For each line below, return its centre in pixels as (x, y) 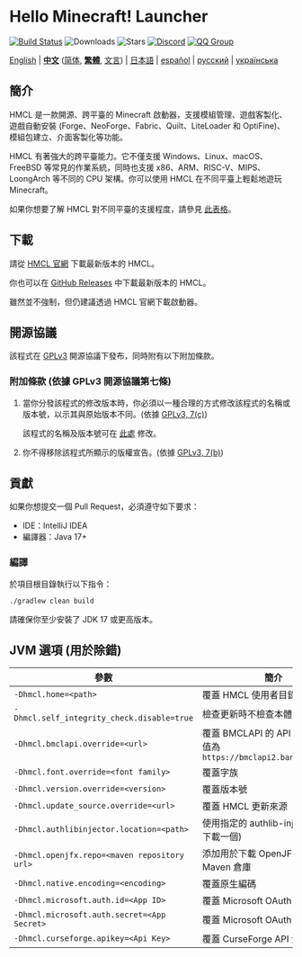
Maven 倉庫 (226, 867)
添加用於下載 (229, 854)
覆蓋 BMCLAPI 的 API (246, 733)
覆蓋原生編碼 (229, 884)
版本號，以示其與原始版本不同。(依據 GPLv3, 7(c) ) (115, 414)
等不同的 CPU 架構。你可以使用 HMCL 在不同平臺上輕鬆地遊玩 (168, 178)
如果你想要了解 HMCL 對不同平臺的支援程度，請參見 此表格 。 (123, 209)
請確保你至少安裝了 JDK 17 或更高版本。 (83, 619)
